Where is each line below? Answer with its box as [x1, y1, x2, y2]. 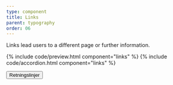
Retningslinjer [9, 72, 40, 78]
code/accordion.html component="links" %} [6, 59, 116, 67]
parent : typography [6, 20, 55, 26]
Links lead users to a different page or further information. [6, 42, 150, 49]
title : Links [6, 14, 39, 20]
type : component [6, 8, 47, 15]
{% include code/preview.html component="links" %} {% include [6, 53, 168, 60]
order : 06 [6, 25, 31, 32]
